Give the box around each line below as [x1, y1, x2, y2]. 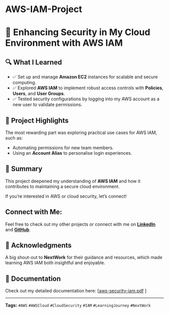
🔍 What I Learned [5, 58, 62, 67]
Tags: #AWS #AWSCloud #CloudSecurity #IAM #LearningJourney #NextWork [5, 302, 151, 308]
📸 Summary [5, 165, 43, 173]
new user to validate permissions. [12, 102, 82, 108]
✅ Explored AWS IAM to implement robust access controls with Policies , [12, 85, 163, 91]
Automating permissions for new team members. [12, 145, 114, 151]
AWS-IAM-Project [5, 4, 82, 15]
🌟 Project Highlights [5, 116, 69, 124]
